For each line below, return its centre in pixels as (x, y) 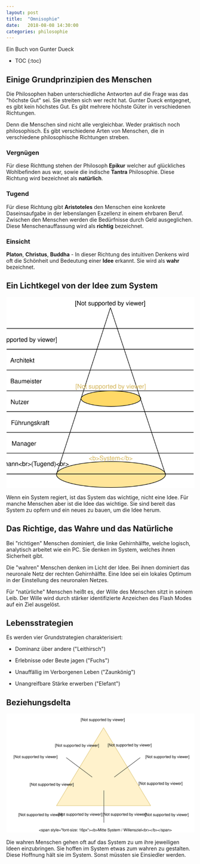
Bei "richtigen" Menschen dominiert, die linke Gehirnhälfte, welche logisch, (99, 543)
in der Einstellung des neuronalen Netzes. (57, 580)
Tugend (18, 194)
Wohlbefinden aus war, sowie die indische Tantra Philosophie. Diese (90, 172)
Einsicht (18, 241)
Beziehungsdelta (39, 702)
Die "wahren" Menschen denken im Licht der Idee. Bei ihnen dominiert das (98, 567)
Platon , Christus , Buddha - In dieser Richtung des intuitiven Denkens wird (98, 254)
